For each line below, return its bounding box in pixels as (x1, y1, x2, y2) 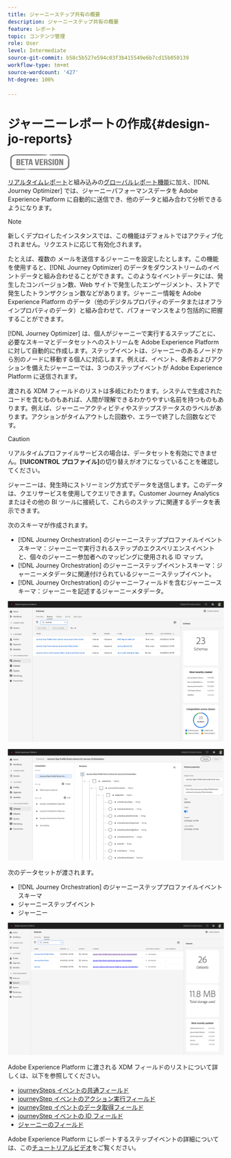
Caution (8, 435, 30, 443)
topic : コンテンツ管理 (8, 33, 66, 40)
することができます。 (8, 315, 68, 323)
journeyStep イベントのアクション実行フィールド (17, 1094, 156, 1102)
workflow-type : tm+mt (8, 62, 70, 69)
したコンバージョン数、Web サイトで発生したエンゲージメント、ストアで (13, 281, 220, 289)
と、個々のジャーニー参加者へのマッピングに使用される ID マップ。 (17, 553, 207, 561)
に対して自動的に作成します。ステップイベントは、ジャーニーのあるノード (8, 346, 217, 355)
